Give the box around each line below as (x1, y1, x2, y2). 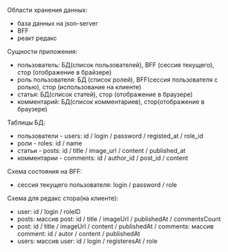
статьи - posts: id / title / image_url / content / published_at (17, 147, 186, 154)
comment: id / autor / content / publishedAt (17, 230, 140, 237)
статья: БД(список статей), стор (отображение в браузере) (17, 90, 193, 98)
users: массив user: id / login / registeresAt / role (17, 237, 158, 245)
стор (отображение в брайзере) (17, 69, 112, 76)
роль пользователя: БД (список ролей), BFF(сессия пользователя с (17, 75, 218, 84)
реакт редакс (17, 34, 57, 42)
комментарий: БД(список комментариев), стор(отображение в (17, 98, 205, 106)
